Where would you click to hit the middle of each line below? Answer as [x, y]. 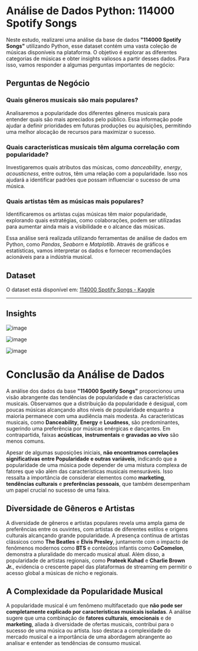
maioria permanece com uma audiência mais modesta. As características [95, 416]
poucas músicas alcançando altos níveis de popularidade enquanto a [90, 410]
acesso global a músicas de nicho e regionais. [62, 573]
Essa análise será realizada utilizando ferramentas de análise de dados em [97, 238]
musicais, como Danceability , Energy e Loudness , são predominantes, [93, 422]
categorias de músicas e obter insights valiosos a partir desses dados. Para [98, 58]
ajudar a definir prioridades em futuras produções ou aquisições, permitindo [99, 126]
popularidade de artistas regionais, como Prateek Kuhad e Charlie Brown [96, 560]
